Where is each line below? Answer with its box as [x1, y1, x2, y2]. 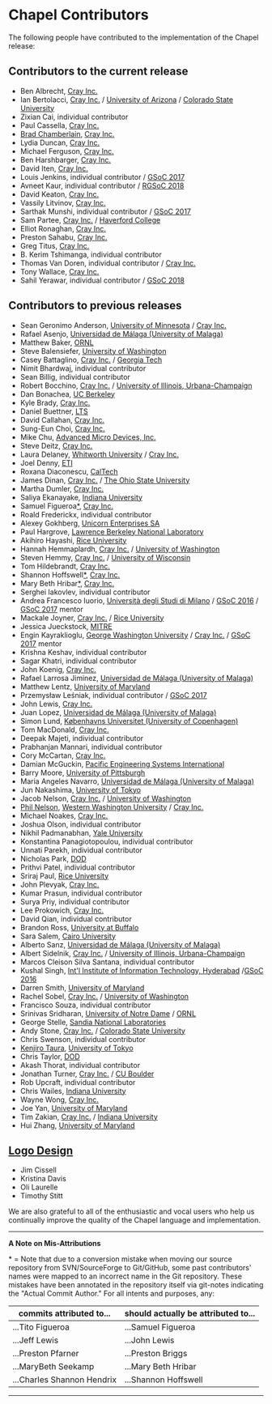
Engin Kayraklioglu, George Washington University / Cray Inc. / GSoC [19, 630, 251, 640]
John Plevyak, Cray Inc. [19, 879, 100, 889]
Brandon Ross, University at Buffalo [19, 922, 139, 932]
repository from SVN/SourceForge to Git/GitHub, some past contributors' [8, 1263, 252, 1273]
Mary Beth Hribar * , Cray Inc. [19, 578, 115, 588]
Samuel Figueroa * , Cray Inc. [19, 500, 113, 511]
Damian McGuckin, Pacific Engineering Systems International [19, 759, 225, 768]
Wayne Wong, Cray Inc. [19, 1095, 100, 1104]
